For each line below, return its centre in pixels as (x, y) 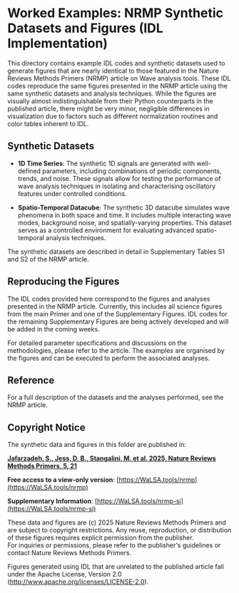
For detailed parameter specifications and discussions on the (97, 343)
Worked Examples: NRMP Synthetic (115, 13)
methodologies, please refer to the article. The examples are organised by (116, 350)
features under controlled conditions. (72, 193)
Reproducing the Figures (63, 282)
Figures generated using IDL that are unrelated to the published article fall (116, 567)
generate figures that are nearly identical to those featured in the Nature (113, 71)
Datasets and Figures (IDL (86, 28)
